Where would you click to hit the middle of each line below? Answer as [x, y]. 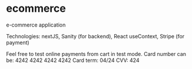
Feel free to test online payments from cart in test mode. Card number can [96, 54]
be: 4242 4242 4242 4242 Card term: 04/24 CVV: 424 [73, 60]
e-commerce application [36, 25]
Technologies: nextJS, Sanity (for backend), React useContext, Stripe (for [95, 36]
